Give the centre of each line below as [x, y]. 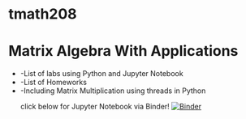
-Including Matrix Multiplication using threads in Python [113, 91]
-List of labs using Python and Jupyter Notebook [102, 74]
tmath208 [43, 14]
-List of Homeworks [54, 83]
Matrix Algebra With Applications [123, 51]
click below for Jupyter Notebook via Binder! [95, 107]
